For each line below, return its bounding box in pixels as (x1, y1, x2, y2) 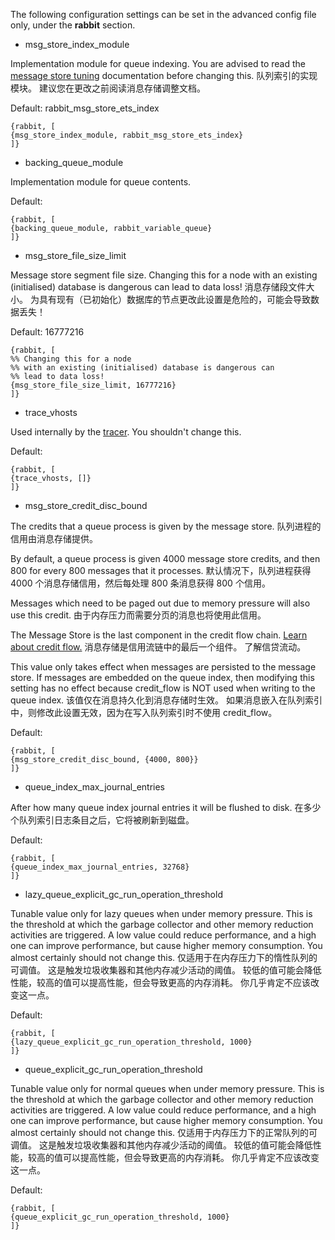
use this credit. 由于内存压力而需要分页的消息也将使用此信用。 (10, 609, 267, 621)
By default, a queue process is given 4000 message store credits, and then (10, 553, 321, 564)
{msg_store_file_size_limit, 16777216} (10, 380, 177, 390)
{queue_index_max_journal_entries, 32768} (10, 862, 190, 872)
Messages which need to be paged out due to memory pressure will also (10, 597, 311, 609)
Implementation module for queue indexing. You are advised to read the (10, 58, 307, 69)
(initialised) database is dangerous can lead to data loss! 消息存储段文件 (10, 281, 307, 293)
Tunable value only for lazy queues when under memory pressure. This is (10, 908, 313, 919)
